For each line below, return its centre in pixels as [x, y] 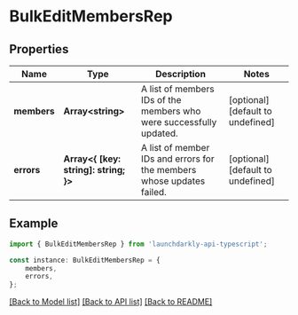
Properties [39, 49]
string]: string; [94, 170]
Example [34, 224]
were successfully [179, 122]
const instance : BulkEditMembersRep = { [85, 260]
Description [180, 74]
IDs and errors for [177, 159]
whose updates [173, 181]
